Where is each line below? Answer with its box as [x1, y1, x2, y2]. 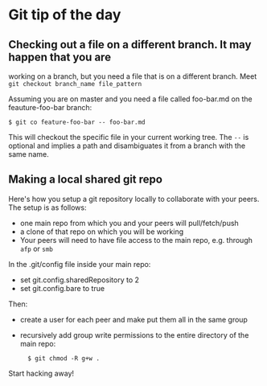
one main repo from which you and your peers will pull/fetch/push [19, 218, 239, 228]
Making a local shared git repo [8, 173, 163, 187]
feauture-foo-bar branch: [8, 103, 92, 112]
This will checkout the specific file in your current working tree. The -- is [8, 133, 249, 142]
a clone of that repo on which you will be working [19, 227, 184, 236]
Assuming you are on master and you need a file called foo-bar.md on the [8, 94, 253, 104]
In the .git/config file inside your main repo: [8, 259, 151, 269]
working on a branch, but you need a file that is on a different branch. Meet [8, 72, 257, 81]
